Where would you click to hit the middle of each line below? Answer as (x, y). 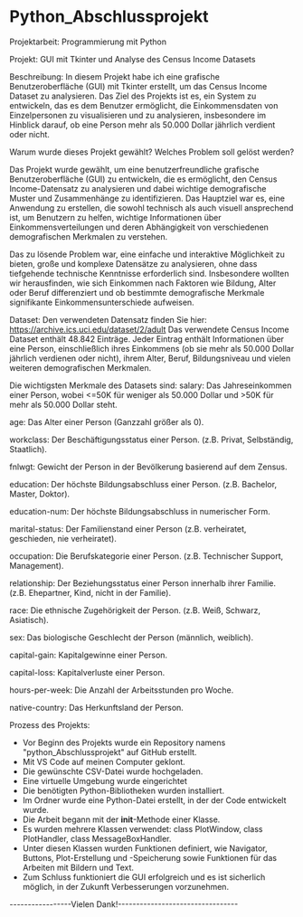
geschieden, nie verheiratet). (63, 538)
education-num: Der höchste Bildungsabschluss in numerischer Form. (140, 511)
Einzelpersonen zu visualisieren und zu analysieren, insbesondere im (138, 115)
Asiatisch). (29, 619)
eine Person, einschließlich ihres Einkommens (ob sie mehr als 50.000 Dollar (152, 348)
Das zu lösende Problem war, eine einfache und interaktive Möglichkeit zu (147, 254)
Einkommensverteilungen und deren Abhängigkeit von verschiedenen (139, 227)
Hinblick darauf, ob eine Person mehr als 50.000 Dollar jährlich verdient (142, 125)
